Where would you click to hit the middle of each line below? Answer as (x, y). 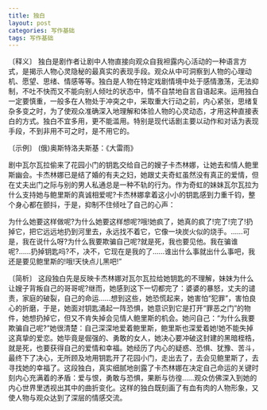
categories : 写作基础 (42, 30)
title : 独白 (27, 16)
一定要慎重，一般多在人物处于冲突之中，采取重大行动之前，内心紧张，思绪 (130, 101)
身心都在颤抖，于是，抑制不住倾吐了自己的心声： (95, 205)
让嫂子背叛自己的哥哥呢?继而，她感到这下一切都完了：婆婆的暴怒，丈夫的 (128, 288)
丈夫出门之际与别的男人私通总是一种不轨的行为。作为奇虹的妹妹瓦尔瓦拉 (133, 185)
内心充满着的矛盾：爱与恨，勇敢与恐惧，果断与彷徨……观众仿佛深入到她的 (136, 378)
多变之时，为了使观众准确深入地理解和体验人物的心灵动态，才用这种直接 (133, 111)
